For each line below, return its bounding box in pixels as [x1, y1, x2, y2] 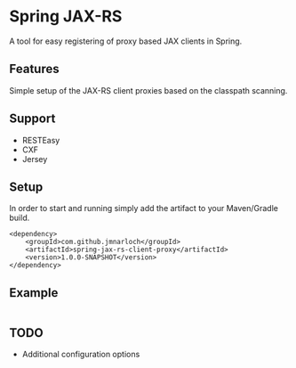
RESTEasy [21, 135, 60, 145]
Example [9, 285, 59, 300]
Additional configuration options [21, 349, 140, 359]
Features [9, 61, 60, 77]
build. [9, 212, 30, 224]
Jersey [21, 153, 48, 164]
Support [9, 111, 56, 127]
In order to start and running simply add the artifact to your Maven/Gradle [9, 203, 278, 214]
